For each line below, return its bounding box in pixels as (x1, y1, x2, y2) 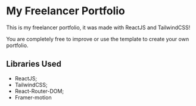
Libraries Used (6, 59, 61, 69)
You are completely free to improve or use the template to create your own (6, 35, 189, 42)
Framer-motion (14, 93, 52, 101)
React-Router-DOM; (14, 88, 64, 95)
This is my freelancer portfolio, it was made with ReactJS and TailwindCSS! (6, 24, 191, 31)
